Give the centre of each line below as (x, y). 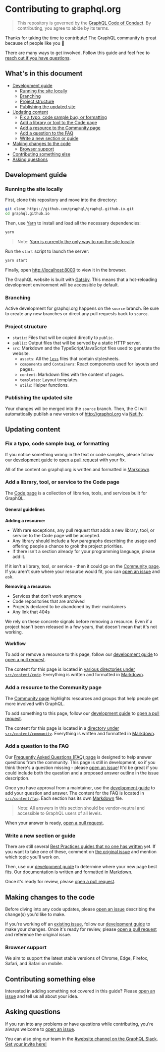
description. (17, 778)
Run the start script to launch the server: (47, 251)
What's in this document (44, 74)
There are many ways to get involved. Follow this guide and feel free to (78, 53)
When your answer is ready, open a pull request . (55, 823)
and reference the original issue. (38, 934)
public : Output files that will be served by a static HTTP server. (77, 343)
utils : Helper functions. (44, 385)
